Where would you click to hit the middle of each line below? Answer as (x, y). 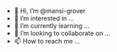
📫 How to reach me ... (47, 41)
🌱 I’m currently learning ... (52, 26)
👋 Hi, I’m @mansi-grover (50, 11)
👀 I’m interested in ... (44, 18)
